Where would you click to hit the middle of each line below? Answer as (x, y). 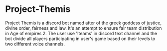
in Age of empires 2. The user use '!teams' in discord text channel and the (81, 33)
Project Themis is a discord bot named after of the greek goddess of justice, (83, 23)
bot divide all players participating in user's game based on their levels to (80, 39)
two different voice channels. (35, 44)
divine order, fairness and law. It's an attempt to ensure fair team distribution (83, 28)
